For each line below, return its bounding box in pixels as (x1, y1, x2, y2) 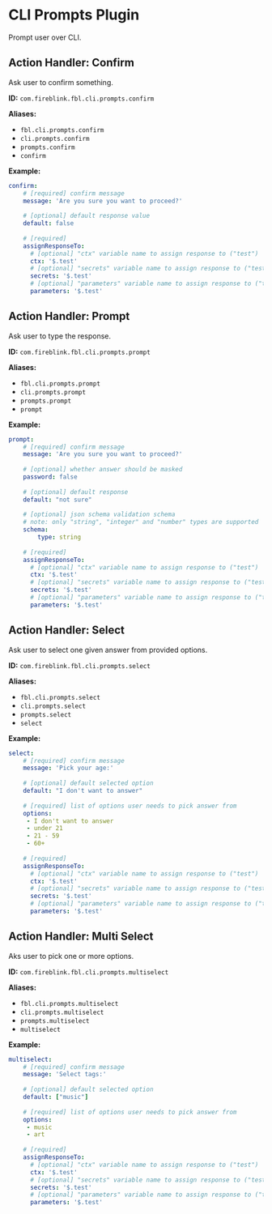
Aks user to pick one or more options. (8, 951, 134, 961)
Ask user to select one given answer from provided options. (8, 645, 208, 654)
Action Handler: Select (8, 624, 125, 637)
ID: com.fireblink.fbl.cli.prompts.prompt (8, 347, 151, 356)
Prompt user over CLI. (8, 32, 82, 42)
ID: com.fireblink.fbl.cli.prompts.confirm (8, 93, 155, 103)
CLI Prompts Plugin (8, 6, 140, 24)
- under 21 (26, 824, 63, 833)
